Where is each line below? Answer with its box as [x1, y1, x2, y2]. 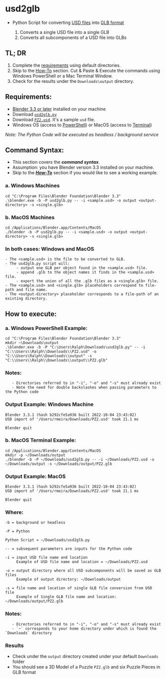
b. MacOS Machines [5, 214, 55, 221]
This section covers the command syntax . [12, 159, 100, 165]
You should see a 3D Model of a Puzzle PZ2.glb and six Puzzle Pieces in [12, 664, 161, 670]
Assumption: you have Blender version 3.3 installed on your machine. [12, 164, 155, 170]
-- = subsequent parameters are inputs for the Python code [5, 546, 133, 552]
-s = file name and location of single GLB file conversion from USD [5, 586, 153, 591]
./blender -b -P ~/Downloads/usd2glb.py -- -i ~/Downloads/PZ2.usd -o [5, 457, 155, 462]
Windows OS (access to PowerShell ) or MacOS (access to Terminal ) [12, 122, 153, 128]
